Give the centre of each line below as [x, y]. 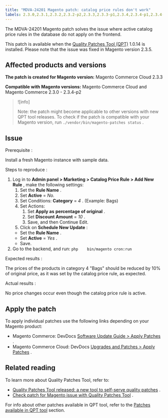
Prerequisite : [19, 150]
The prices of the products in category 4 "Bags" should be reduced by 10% [83, 268]
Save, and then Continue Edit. [58, 222]
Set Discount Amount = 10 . [56, 217]
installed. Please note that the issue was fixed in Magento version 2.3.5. [79, 49]
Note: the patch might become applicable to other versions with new [88, 112]
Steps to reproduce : [26, 170]
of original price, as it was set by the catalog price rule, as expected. [76, 274]
